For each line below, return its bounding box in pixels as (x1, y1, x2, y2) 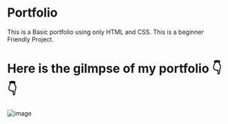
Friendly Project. (7, 35, 54, 43)
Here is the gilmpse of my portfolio (7, 61, 209, 77)
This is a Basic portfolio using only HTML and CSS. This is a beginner (7, 28, 205, 36)
